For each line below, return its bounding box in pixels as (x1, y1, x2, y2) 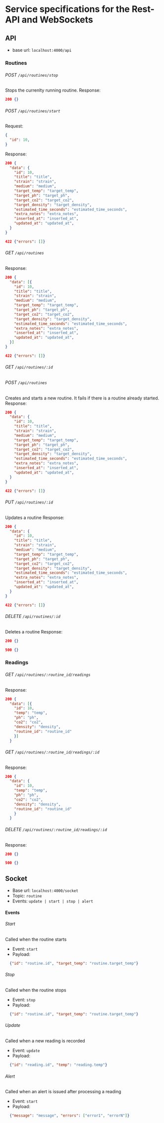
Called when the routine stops (5, 987, 66, 993)
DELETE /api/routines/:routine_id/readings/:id (5, 826, 108, 832)
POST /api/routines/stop (5, 72, 58, 78)
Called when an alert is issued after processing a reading (5, 1089, 121, 1095)
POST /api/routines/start (5, 108, 60, 114)
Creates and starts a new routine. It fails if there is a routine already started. (5, 395, 160, 401)
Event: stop (12, 997, 36, 1002)
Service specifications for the (5, 3, 130, 15)
